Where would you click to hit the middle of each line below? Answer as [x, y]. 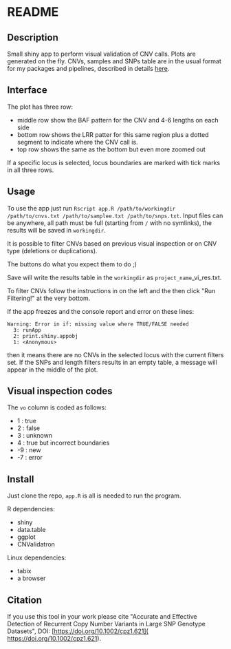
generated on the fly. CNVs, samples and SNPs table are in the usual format [114, 61]
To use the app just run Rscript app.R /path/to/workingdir [91, 208]
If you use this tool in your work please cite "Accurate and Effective [102, 617]
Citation [25, 600]
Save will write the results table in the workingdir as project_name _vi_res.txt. [114, 277]
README [33, 12]
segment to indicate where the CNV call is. [77, 142]
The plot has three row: [40, 107]
